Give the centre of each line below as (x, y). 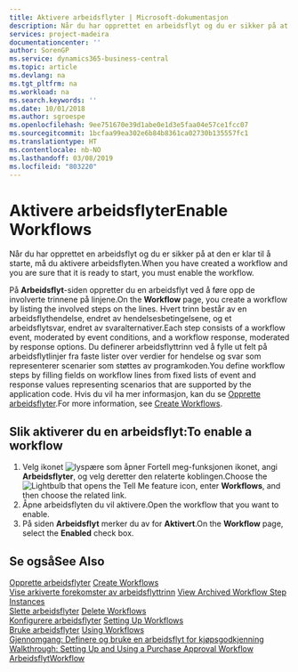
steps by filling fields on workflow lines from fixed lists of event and (133, 376)
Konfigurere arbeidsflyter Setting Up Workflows (97, 620)
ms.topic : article (43, 68)
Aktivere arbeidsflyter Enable (119, 211)
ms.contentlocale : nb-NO (55, 150)
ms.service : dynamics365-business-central (89, 59)
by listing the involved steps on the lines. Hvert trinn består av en (128, 309)
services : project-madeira (59, 34)
